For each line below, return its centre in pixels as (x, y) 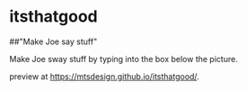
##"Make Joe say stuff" (53, 41)
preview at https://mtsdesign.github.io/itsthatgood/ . (104, 76)
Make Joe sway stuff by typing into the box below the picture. (123, 59)
